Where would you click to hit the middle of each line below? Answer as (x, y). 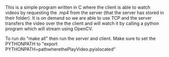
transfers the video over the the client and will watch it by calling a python (82, 23)
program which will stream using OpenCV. (49, 29)
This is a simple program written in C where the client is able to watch (78, 7)
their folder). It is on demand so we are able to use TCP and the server (78, 18)
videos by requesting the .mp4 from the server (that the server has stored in (85, 13)
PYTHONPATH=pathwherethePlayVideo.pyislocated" (60, 49)
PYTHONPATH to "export (31, 44)
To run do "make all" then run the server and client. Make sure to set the (80, 38)
